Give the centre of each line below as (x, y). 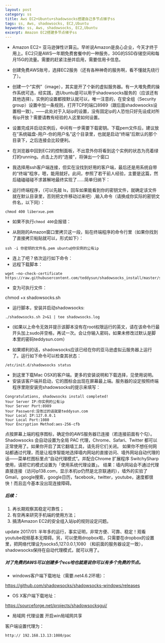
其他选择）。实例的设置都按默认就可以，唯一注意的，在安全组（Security (84, 99)
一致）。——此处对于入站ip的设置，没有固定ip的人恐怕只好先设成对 (88, 111)
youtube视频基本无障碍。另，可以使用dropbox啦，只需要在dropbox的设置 (80, 538)
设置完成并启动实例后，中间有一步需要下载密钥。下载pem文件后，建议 (83, 128)
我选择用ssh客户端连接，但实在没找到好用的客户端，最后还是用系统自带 (84, 167)
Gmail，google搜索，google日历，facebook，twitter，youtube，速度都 (77, 477)
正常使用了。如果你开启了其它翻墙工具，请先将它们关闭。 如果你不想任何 (79, 446)
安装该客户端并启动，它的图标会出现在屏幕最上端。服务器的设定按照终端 (85, 381)
